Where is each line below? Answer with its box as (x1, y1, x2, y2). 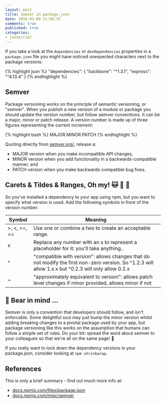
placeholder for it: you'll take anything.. (33, 245, 124, 252)
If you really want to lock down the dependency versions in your (5, 345, 136, 351)
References (5, 364, 41, 373)
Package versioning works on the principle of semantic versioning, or (5, 101, 147, 107)
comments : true (5, 21, 37, 26)
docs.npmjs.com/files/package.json (12, 387, 85, 393)
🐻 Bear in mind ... (5, 296, 58, 304)
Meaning (85, 216, 107, 223)
